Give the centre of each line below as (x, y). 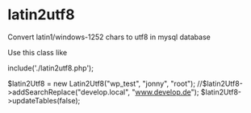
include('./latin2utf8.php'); (51, 68)
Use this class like (38, 52)
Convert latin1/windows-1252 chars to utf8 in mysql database (109, 37)
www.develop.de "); (167, 92)
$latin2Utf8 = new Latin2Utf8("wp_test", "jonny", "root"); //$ (107, 83)
